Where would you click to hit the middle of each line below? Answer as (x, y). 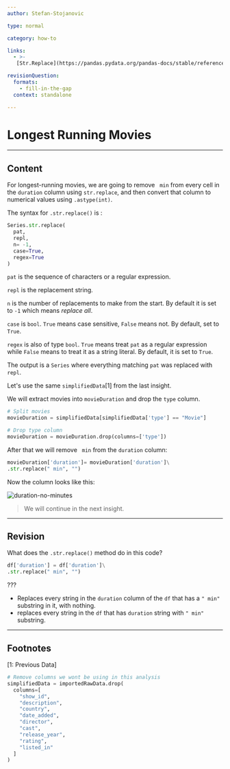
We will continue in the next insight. (74, 508)
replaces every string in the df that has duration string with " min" (110, 613)
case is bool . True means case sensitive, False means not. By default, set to (113, 324)
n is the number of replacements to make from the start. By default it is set (112, 303)
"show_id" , (35, 696)
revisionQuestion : (33, 76)
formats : (26, 82)
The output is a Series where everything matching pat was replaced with (110, 365)
